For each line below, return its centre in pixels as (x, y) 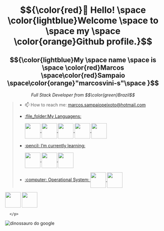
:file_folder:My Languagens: (53, 116)
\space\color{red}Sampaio (83, 75)
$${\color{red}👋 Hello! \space (83, 10)
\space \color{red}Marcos (83, 68)
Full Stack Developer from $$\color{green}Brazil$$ (83, 95)
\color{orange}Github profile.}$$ (83, 42)
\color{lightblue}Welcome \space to (83, 21)
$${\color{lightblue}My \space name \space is (83, 60)
